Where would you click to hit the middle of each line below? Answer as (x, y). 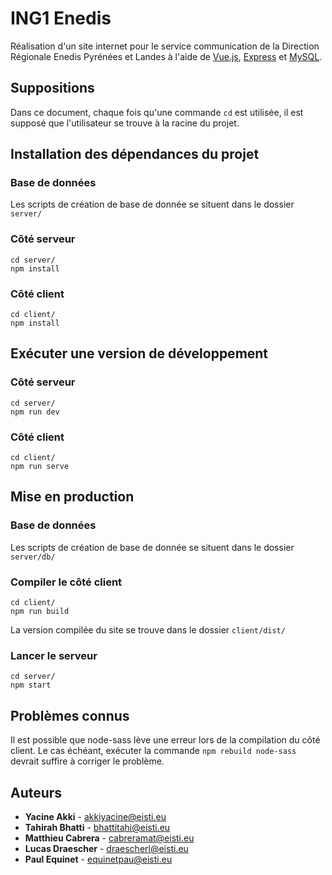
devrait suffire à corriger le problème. (87, 761)
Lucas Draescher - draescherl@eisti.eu (106, 848)
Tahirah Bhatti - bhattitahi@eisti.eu (97, 827)
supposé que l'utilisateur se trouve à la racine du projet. (125, 123)
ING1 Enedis (61, 18)
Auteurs (36, 792)
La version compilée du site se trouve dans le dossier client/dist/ (148, 630)
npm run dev (35, 412)
